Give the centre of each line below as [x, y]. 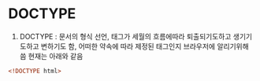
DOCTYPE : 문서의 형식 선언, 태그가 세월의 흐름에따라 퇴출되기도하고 [125, 36]
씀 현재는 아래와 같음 [51, 56]
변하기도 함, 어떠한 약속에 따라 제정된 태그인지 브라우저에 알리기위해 [145, 46]
